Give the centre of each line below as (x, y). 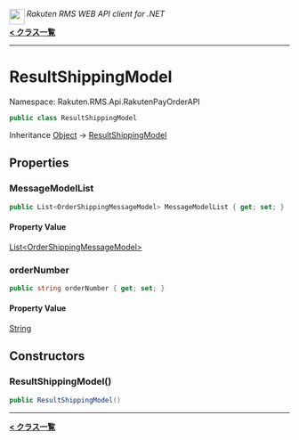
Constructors (47, 356)
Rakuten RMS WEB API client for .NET (96, 14)
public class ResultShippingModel (73, 118)
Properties (39, 163)
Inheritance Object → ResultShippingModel (88, 134)
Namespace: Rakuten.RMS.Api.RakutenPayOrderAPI (105, 102)
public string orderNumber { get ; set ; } (87, 288)
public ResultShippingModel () (65, 400)
